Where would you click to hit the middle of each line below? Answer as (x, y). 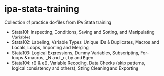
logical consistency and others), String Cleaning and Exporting (75, 68)
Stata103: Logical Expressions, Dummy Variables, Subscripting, (75, 53)
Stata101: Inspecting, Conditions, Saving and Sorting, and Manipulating (83, 32)
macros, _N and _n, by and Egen (61, 57)
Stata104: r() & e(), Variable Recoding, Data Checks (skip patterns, (79, 63)
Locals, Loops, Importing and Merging (50, 47)
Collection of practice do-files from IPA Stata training (58, 22)
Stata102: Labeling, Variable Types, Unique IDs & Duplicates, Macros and (85, 42)
